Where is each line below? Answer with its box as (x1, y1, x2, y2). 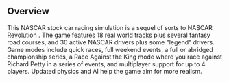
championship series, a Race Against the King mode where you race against (7, 53, 223, 61)
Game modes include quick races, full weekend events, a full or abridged (7, 45, 214, 53)
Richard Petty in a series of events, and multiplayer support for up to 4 (7, 59, 206, 68)
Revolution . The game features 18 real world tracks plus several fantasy (7, 31, 210, 39)
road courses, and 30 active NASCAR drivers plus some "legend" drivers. (7, 38, 215, 46)
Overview (7, 5, 50, 17)
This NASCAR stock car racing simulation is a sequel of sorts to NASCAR (7, 23, 213, 31)
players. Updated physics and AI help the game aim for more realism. (7, 67, 202, 75)
